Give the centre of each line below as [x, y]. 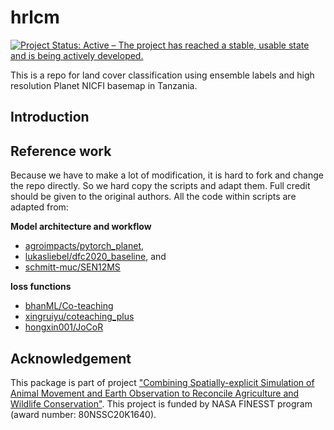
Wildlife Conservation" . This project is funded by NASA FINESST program [161, 403]
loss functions [41, 287]
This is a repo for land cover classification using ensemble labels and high [162, 75]
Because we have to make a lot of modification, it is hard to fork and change [167, 175]
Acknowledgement [71, 358]
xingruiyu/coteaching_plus [79, 317]
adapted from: [39, 207]
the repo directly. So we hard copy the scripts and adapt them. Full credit [160, 186]
